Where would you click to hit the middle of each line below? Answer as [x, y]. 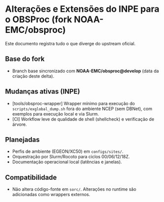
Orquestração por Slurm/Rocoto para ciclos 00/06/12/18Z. [71, 157]
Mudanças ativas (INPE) [42, 92]
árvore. [19, 124]
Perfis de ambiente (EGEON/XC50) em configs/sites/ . [68, 151]
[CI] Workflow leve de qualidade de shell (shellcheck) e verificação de [83, 119]
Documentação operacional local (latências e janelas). [67, 162]
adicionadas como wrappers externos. [51, 195]
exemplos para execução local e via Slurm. [55, 114]
